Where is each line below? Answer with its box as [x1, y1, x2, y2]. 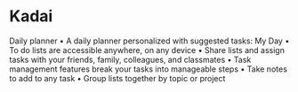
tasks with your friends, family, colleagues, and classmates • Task [9, 54, 252, 65]
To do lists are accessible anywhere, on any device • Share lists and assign [9, 44, 285, 55]
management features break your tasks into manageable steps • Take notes [9, 64, 287, 74]
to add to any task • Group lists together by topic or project [9, 73, 226, 83]
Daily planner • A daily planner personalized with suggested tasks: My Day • [9, 35, 290, 46]
